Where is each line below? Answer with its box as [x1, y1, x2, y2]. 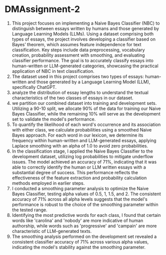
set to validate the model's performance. [11, 116, 96, 122]
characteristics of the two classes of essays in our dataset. [11, 94, 133, 101]
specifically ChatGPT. [11, 84, 57, 90]
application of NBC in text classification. [11, 68, 94, 74]
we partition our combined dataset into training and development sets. [11, 100, 157, 106]
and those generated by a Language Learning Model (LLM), [27, 79, 150, 85]
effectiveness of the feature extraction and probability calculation [11, 175, 147, 181]
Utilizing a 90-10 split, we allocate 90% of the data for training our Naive [11, 105, 161, 111]
